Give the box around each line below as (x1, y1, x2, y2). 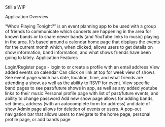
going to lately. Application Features (5, 55, 78, 61)
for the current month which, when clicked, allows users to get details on (5, 44, 153, 50)
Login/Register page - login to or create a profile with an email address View (5, 64, 160, 70)
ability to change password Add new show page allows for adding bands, (5, 95, 154, 101)
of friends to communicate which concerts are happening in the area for (5, 29, 152, 34)
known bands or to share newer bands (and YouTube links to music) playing (5, 34, 159, 39)
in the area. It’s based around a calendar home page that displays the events (5, 39, 160, 45)
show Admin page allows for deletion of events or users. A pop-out (5, 106, 141, 112)
